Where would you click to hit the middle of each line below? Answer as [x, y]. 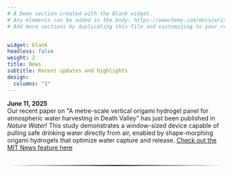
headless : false [30, 52]
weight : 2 [21, 58]
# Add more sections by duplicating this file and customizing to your [112, 26]
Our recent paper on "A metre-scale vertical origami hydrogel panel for [108, 111]
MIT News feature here [40, 147]
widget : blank [28, 45]
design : [18, 77]
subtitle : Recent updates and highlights [68, 71]
